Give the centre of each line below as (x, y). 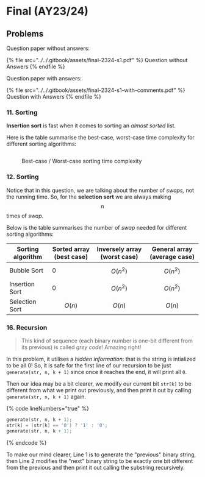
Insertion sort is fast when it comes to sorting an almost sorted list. (91, 125)
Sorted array (71, 249)
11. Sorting (22, 112)
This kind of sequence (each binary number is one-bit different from (107, 341)
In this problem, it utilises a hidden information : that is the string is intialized (101, 359)
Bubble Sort (27, 270)
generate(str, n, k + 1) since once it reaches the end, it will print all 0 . (97, 372)
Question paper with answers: (44, 78)
